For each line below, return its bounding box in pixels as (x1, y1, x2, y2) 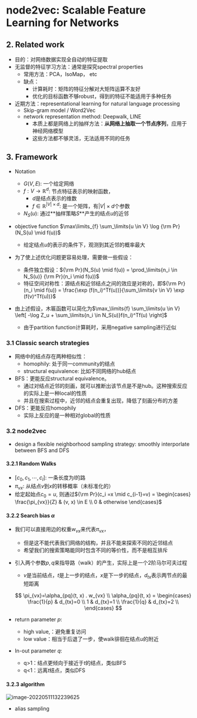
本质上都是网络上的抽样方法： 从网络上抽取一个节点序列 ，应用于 (32, 120, 187, 127)
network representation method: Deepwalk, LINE (23, 113, 142, 120)
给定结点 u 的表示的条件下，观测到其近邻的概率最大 (23, 241, 145, 248)
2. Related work (6, 39, 65, 50)
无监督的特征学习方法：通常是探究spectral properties (14, 63, 143, 70)
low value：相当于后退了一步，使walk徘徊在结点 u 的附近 (23, 635, 159, 643)
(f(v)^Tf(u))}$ (23, 292, 56, 299)
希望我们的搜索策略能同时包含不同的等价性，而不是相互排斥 (23, 546, 168, 554)
